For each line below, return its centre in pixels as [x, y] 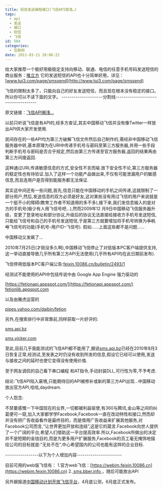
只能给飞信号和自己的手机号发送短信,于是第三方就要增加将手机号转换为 [76, 221]
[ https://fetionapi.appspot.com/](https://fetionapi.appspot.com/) [69, 284]
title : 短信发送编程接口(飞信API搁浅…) [41, 9]
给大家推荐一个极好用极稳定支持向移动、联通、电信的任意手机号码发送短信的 [82, 69]
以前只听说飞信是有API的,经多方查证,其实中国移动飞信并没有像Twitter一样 [78, 123]
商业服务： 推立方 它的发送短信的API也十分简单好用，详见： [64, 75]
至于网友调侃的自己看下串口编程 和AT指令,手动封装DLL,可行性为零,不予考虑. [81, 371]
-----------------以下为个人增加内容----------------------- [63, 455]
